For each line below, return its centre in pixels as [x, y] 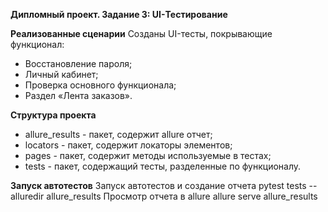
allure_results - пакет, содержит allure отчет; [118, 134]
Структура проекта [53, 115]
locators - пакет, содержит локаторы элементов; [128, 145]
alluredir [27, 196]
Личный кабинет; [61, 74]
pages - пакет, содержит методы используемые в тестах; [148, 155]
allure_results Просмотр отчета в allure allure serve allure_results [182, 196]
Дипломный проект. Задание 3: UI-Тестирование [119, 14]
